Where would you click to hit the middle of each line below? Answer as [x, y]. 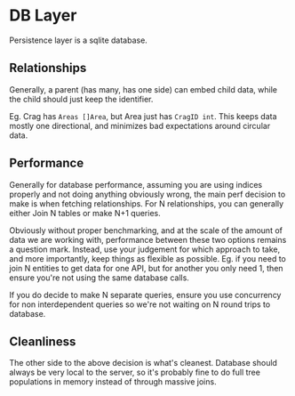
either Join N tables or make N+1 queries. [85, 213]
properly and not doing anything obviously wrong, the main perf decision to [147, 194]
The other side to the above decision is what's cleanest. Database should [144, 363]
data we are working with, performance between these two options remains [148, 239]
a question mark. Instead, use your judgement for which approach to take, [145, 249]
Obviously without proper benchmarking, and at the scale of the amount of [146, 230]
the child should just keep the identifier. [81, 99]
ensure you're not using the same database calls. [99, 278]
